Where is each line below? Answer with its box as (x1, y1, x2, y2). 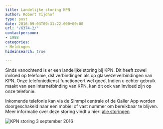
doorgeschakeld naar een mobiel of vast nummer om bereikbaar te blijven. (5, 103, 159, 109)
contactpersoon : (5, 30, 39, 35)
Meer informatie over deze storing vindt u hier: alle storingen (5, 108, 130, 115)
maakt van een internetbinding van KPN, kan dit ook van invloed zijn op (5, 83, 152, 89)
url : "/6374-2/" (5, 26, 39, 31)
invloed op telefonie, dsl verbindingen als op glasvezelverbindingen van (5, 72, 153, 78)
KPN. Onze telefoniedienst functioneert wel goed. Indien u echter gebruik (5, 78, 156, 84)
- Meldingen (5, 44, 30, 49)
